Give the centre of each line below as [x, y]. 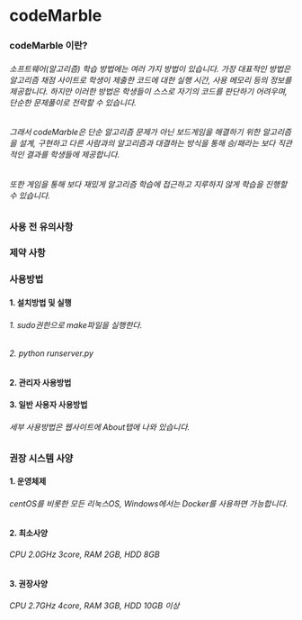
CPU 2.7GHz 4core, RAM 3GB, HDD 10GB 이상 [94, 606]
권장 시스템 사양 [41, 458]
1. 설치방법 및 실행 [40, 302]
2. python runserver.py [52, 353]
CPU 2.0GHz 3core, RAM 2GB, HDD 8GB [84, 554]
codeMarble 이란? [49, 46]
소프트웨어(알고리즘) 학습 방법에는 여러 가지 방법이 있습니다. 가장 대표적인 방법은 [150, 68]
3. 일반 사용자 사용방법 [49, 405]
